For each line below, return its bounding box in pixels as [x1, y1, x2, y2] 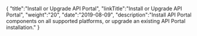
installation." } [6, 24, 40, 31]
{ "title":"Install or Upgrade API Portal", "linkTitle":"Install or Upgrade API [6, 5, 182, 12]
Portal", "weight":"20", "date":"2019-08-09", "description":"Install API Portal [6, 11, 192, 18]
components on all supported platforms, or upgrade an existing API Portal [6, 18, 186, 24]
